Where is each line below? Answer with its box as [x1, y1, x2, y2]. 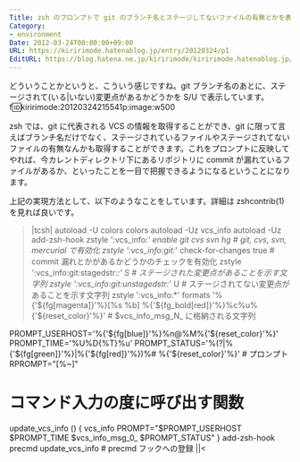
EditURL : [9, 55, 42, 64]
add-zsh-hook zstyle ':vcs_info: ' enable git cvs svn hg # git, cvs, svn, [30, 235, 287, 244]
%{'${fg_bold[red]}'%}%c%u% [141, 300, 258, 310]
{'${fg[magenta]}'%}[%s [30, 300, 123, 310]
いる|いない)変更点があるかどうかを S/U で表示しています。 [50, 91, 270, 102]
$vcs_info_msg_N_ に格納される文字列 [114, 311, 256, 321]
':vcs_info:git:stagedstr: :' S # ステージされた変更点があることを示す [30, 268, 279, 278]
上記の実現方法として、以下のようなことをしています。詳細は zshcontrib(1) [9, 196, 285, 206]
